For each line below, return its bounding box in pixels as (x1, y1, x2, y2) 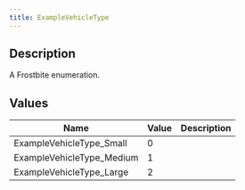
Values (9, 95, 49, 111)
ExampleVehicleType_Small (13, 137, 127, 150)
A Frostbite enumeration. (9, 70, 101, 80)
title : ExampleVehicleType (9, 12, 110, 22)
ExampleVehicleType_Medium (13, 152, 139, 164)
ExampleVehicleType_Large (13, 166, 129, 178)
